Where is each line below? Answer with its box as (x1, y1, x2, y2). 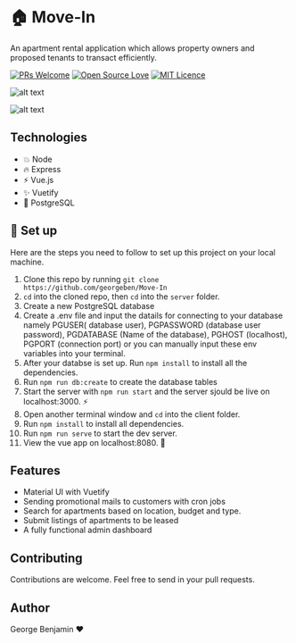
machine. (10, 256, 45, 267)
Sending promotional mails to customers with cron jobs (22, 497, 226, 507)
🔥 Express (22, 163, 62, 174)
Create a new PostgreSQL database (22, 300, 155, 311)
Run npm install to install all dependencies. (22, 418, 185, 429)
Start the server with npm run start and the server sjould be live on (22, 386, 270, 397)
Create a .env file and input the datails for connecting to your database (22, 310, 284, 321)
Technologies (10, 130, 88, 146)
